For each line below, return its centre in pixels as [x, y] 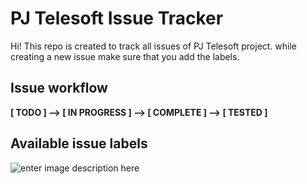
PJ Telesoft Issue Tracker [117, 18]
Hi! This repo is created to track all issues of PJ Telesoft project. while [154, 46]
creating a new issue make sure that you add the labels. [125, 56]
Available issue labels [79, 143]
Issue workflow [59, 88]
